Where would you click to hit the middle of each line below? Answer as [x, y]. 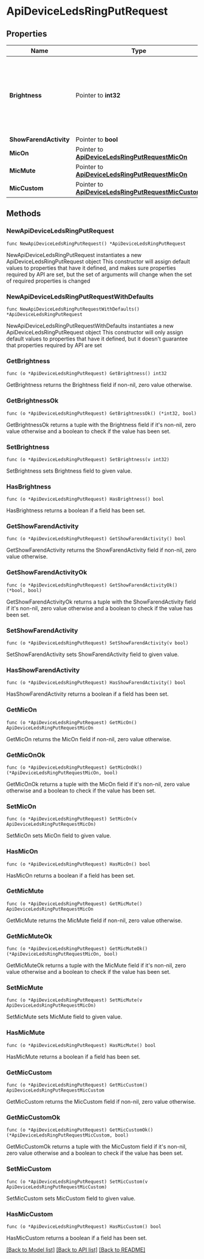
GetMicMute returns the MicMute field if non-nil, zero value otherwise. [94, 920]
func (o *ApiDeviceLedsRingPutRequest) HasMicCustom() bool [84, 1226]
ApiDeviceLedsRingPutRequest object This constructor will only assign [95, 332]
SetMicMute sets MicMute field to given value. [64, 1017]
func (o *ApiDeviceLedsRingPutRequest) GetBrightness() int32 [87, 374]
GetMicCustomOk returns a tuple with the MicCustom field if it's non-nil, [97, 1147]
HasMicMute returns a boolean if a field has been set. [73, 1056]
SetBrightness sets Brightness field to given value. [69, 471]
